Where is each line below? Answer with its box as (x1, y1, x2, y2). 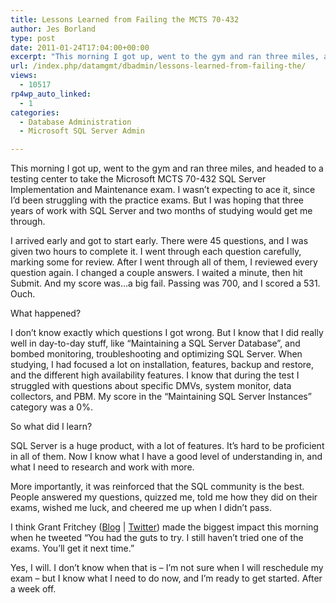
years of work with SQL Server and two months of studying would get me (10, 205, 313, 217)
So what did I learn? (10, 421, 93, 433)
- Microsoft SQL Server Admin (19, 126, 145, 136)
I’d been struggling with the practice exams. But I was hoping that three (10, 194, 304, 206)
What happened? (10, 307, 82, 320)
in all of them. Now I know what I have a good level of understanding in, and (10, 451, 323, 463)
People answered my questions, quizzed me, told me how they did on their (10, 491, 318, 503)
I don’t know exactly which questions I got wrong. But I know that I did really (10, 327, 324, 339)
